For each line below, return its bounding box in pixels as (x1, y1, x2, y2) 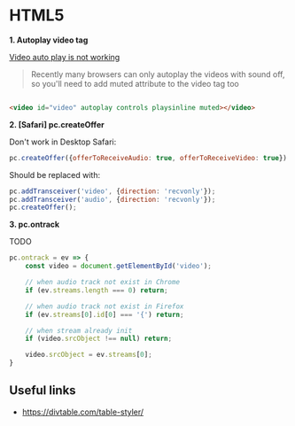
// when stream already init (25, 326, 133, 335)
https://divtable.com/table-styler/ (21, 407, 144, 417)
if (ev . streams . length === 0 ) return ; (25, 285, 168, 295)
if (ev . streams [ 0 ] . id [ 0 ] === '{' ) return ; (25, 310, 184, 319)
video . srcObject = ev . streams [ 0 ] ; (25, 351, 152, 360)
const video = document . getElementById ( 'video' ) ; (25, 262, 213, 271)
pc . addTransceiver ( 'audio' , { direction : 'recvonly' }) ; (9, 195, 216, 204)
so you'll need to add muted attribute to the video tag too (30, 78, 239, 89)
